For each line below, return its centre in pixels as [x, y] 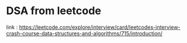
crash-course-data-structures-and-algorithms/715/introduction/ [84, 33]
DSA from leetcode [54, 11]
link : [12, 27]
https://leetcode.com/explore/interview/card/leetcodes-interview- [100, 27]
